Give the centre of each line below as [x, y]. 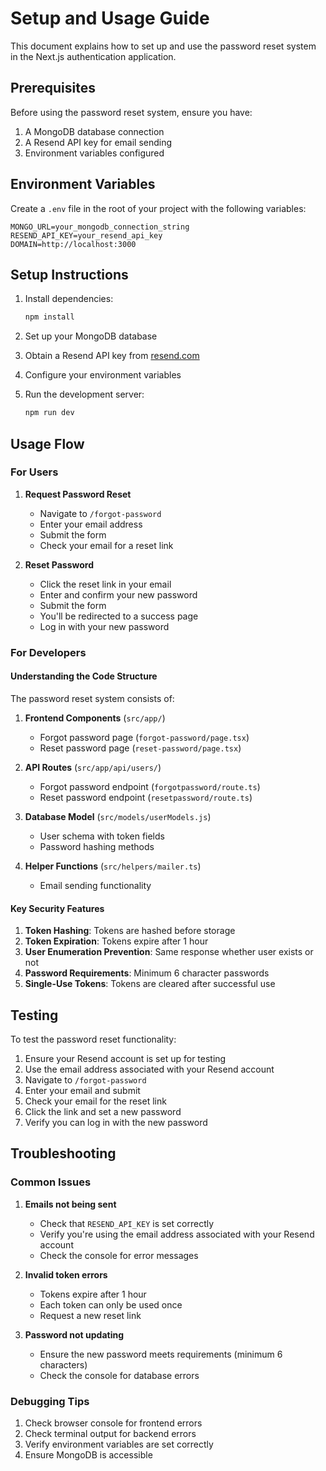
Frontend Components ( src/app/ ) [95, 718]
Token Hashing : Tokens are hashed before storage [130, 931]
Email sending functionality [95, 885]
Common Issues [51, 1182]
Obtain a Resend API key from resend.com [112, 356]
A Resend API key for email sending [98, 142]
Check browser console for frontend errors [113, 1423]
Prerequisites [53, 88]
